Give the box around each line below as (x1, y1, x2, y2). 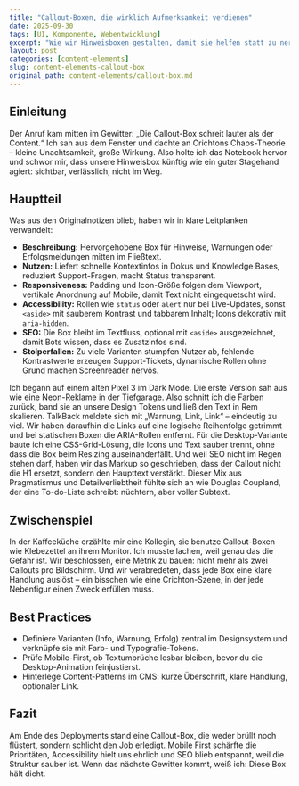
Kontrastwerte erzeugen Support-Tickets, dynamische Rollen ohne (21, 356, 267, 367)
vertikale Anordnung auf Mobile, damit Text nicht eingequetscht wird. (21, 289, 277, 300)
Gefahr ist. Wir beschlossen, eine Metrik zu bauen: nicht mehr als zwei (9, 555, 269, 567)
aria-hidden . (21, 318, 69, 328)
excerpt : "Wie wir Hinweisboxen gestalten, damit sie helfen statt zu (9, 37, 277, 47)
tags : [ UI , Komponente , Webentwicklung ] (9, 29, 162, 38)
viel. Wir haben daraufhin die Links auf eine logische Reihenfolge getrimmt (9, 420, 283, 431)
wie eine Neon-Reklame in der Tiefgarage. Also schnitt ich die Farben (9, 392, 264, 402)
